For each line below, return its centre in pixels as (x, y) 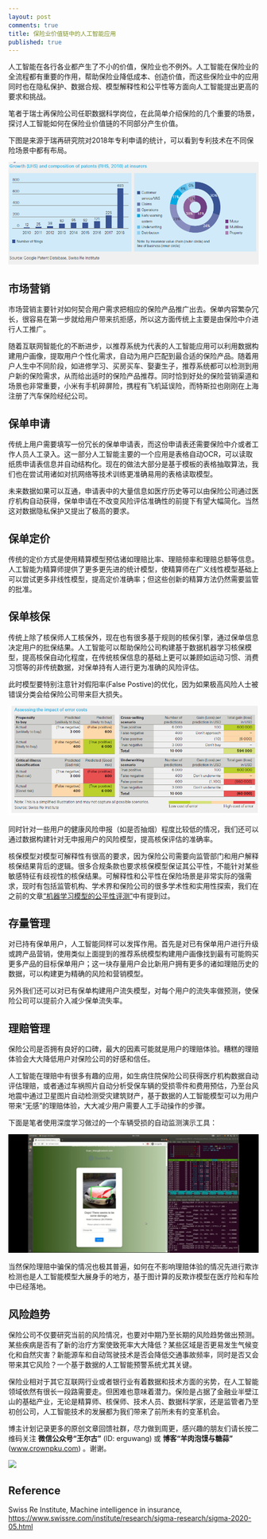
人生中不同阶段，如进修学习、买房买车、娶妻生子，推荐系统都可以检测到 (133, 366)
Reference (35, 1490)
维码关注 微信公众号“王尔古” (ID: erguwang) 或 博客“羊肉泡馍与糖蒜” (121, 1439)
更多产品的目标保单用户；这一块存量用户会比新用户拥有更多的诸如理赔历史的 (133, 964)
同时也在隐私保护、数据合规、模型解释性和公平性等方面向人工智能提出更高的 (133, 87)
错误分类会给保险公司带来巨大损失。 (68, 694)
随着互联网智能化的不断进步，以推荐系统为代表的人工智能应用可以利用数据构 (133, 346)
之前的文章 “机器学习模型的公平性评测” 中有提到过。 (91, 896)
